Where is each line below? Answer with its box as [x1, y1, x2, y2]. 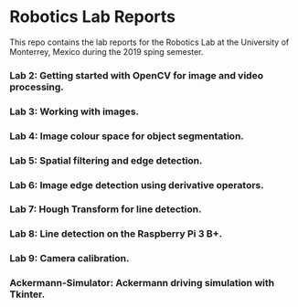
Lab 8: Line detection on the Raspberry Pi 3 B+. [9, 228, 222, 240]
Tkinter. [9, 288, 46, 301]
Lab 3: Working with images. [9, 105, 140, 118]
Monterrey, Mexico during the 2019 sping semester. [9, 46, 204, 57]
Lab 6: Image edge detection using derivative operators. [9, 178, 264, 191]
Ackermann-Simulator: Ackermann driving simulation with [9, 277, 275, 290]
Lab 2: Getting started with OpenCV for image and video [9, 69, 263, 81]
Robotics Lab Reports [9, 6, 176, 27]
